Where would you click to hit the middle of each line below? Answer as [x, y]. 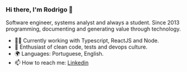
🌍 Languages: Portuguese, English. [59, 54]
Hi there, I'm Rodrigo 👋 [39, 10]
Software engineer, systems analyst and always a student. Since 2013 [93, 23]
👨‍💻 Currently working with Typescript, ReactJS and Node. [87, 41]
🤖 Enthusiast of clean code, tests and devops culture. [81, 47]
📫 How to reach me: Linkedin [51, 63]
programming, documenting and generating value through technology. [93, 29]
